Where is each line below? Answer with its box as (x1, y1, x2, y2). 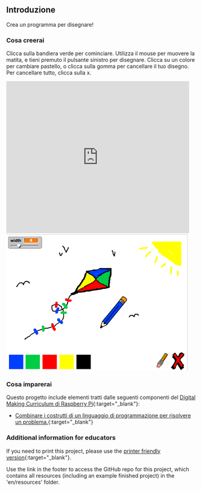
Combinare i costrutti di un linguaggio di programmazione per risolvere (14, 412, 191, 420)
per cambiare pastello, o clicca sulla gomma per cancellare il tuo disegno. (6, 63, 189, 70)
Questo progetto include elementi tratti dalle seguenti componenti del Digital (6, 394, 196, 401)
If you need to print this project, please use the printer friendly (6, 447, 161, 455)
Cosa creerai (6, 36, 45, 44)
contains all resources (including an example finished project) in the (6, 472, 175, 479)
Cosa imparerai (6, 380, 52, 389)
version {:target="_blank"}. (6, 453, 72, 461)
